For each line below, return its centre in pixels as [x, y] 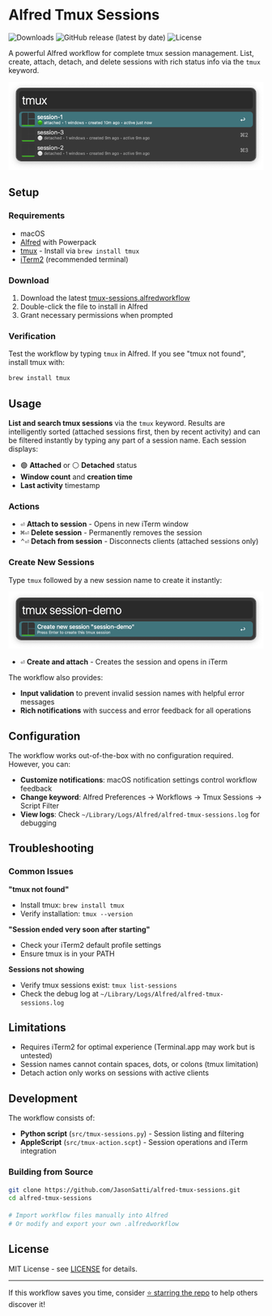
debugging [38, 823]
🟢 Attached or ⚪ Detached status [79, 465]
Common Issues [41, 872]
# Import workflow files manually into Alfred [88, 1215]
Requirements [37, 216]
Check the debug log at [59, 993]
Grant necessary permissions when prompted [96, 315]
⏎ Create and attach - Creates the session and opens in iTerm [124, 662]
